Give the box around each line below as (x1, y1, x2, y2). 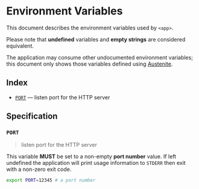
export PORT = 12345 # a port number (6, 178, 96, 184)
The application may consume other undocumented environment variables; (6, 54, 193, 61)
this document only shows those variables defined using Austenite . (6, 60, 173, 67)
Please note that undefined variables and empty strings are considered (6, 36, 186, 43)
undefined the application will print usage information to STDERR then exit (6, 160, 186, 167)
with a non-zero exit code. (6, 166, 72, 173)
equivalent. (6, 42, 34, 49)
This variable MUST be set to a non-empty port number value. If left (6, 153, 177, 160)
